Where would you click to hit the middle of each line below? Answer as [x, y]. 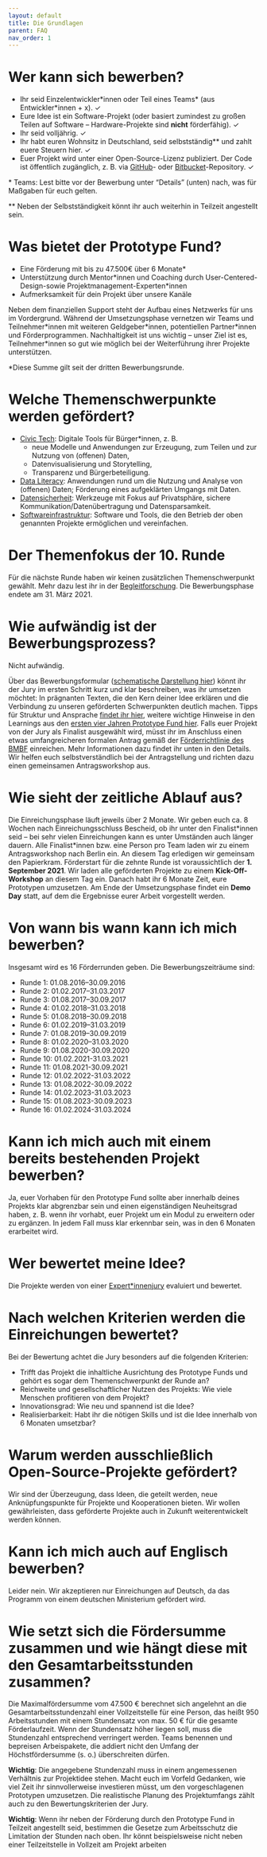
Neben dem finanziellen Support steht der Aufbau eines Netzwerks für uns [131, 310]
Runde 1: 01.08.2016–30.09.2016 [72, 982]
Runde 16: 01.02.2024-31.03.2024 [75, 1109]
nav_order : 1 [30, 38]
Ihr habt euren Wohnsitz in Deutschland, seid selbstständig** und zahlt [136, 142]
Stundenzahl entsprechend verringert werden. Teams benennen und [120, 1738]
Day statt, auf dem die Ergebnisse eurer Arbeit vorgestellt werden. [117, 896]
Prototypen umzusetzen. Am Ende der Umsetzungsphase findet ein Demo [130, 887]
